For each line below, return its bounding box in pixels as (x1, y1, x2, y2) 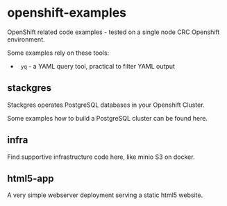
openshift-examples (7, 5, 127, 21)
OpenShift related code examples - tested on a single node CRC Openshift (7, 28, 220, 36)
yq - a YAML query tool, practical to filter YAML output (20, 62, 176, 70)
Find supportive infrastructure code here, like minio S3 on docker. (7, 153, 195, 161)
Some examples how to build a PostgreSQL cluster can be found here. (7, 114, 208, 122)
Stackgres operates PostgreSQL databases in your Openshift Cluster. (7, 101, 205, 109)
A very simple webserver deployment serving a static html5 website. (7, 191, 203, 199)
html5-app (7, 172, 54, 184)
